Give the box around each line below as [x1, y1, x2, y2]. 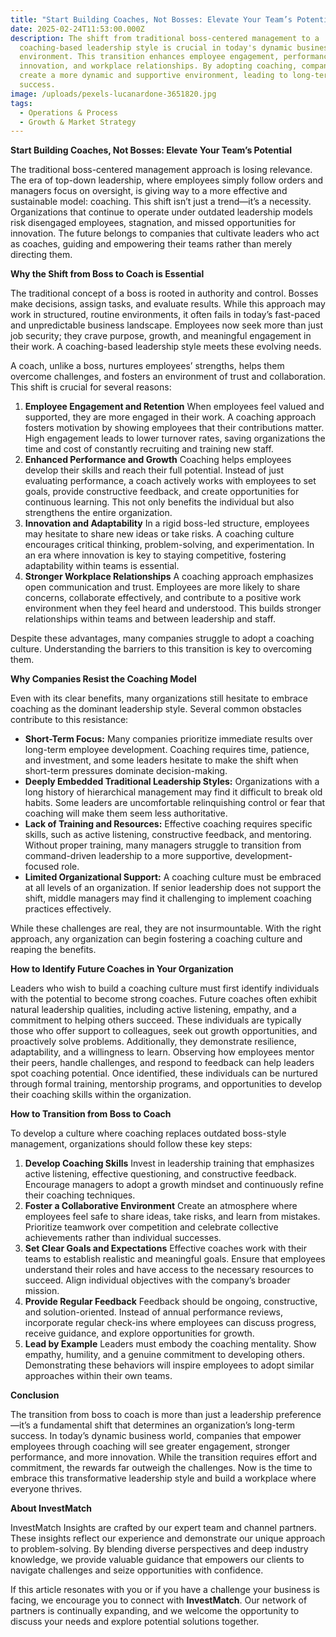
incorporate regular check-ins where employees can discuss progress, [24, 1317, 317, 1329]
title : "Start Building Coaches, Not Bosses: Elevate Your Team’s [10, 14, 293, 25]
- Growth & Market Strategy [19, 117, 137, 127]
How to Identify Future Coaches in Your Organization [10, 963, 234, 975]
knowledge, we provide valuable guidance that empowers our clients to [10, 1554, 305, 1566]
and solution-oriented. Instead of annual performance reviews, [24, 1306, 284, 1318]
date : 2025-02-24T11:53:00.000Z [10, 24, 145, 34]
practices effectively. [24, 903, 112, 915]
